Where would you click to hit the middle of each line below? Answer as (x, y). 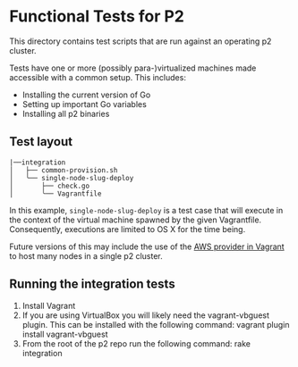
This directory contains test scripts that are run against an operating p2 (140, 41)
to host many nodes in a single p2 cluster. (86, 255)
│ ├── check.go (50, 186)
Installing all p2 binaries (66, 113)
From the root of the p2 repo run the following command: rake (136, 343)
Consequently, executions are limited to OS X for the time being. (128, 229)
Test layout (41, 142)
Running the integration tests (93, 284)
